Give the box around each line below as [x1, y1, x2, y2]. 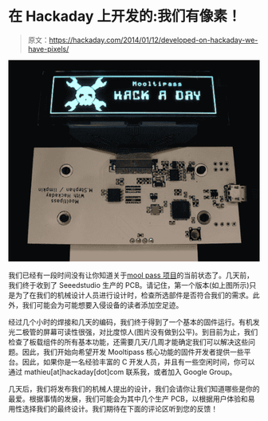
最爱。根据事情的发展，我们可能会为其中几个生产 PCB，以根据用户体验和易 [8, 394, 255, 403]
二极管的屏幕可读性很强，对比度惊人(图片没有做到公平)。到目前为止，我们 [14, 328, 258, 337]
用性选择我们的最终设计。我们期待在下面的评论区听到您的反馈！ [8, 404, 218, 414]
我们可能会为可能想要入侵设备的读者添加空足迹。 [22, 301, 183, 310]
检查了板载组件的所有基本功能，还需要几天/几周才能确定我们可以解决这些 [8, 337, 249, 347]
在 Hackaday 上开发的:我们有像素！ [8, 7, 242, 26]
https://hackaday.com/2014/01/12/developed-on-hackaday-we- [49, 35, 258, 45]
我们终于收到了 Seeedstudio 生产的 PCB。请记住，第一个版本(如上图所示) [8, 281, 250, 290]
